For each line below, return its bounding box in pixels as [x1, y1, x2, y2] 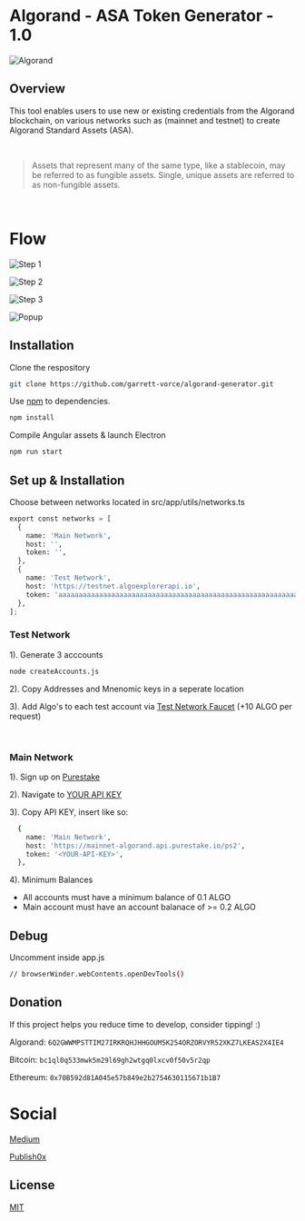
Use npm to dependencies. [9, 396, 111, 407]
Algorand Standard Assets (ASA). [9, 124, 134, 135]
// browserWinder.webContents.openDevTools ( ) [9, 969, 184, 979]
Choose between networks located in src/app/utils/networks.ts [9, 496, 245, 507]
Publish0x [9, 1151, 47, 1162]
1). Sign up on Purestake [9, 771, 101, 782]
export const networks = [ [9, 514, 112, 523]
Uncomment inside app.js [9, 952, 105, 963]
